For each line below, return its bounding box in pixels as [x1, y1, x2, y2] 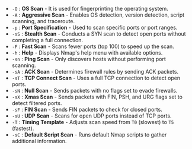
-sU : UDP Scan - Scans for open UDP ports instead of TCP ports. [11, 112, 172, 119]
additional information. [11, 138, 67, 144]
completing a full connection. [11, 37, 84, 43]
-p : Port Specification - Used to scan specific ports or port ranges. [11, 24, 178, 31]
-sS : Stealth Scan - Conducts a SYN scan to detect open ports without [11, 30, 186, 37]
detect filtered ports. [11, 100, 62, 106]
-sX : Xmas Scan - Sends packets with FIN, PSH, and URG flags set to [11, 93, 183, 100]
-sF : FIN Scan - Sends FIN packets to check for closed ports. [11, 106, 163, 113]
